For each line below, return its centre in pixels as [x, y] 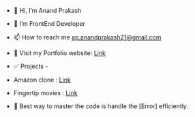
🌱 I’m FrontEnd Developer [49, 23]
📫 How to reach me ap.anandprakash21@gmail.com [87, 37]
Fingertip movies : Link [45, 93]
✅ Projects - [31, 66]
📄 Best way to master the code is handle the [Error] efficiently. [101, 106]
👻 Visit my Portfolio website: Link [59, 53]
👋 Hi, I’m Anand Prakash [47, 11]
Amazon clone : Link [42, 80]
